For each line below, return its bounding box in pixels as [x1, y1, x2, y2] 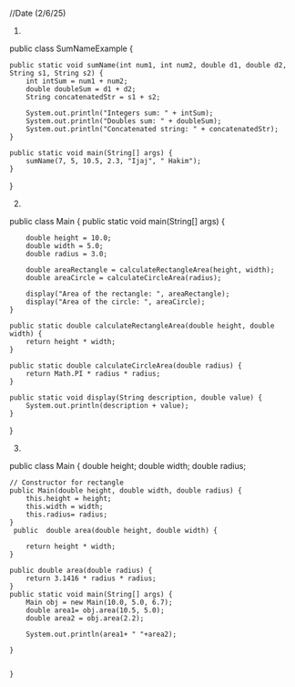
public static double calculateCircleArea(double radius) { [9, 361, 243, 370]
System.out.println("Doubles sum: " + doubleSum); [25, 117, 222, 126]
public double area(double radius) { [9, 566, 153, 575]
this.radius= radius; [25, 510, 107, 519]
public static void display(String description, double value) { [9, 393, 262, 402]
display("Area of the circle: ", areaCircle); [25, 297, 206, 307]
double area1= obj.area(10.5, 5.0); [25, 606, 166, 615]
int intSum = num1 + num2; [25, 77, 128, 86]
